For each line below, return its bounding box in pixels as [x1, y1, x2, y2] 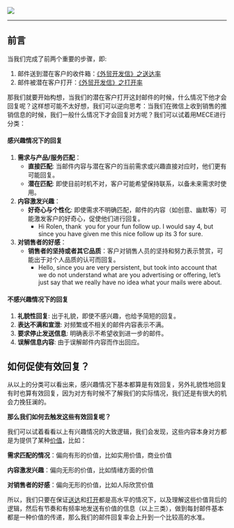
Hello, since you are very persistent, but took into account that [38, 263, 217, 272]
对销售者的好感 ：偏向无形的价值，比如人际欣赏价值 [7, 481, 154, 489]
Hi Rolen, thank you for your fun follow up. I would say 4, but [38, 222, 214, 230]
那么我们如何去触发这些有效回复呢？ [7, 413, 111, 421]
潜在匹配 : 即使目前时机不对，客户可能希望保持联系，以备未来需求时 [27, 179, 221, 188]
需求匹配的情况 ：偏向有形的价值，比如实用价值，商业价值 [7, 451, 172, 460]
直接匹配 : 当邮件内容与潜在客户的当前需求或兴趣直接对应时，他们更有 [27, 162, 227, 170]
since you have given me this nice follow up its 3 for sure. [38, 230, 203, 238]
